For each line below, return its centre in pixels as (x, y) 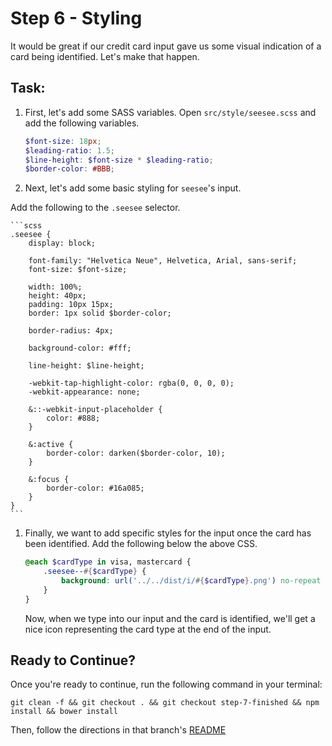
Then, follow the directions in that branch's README (118, 730)
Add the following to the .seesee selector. (95, 208)
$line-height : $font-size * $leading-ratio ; (119, 160)
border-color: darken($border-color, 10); (136, 453)
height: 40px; (57, 296)
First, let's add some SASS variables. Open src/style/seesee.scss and (170, 112)
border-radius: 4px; (71, 331)
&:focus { (49, 480)
